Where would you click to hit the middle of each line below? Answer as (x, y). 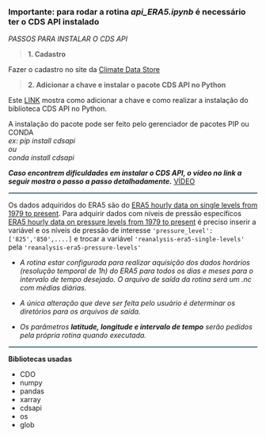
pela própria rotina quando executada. (83, 336)
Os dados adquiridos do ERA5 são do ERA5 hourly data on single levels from (133, 205)
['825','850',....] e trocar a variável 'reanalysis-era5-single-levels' (127, 239)
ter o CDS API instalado (54, 21)
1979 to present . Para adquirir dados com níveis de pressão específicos (125, 214)
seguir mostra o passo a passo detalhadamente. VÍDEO (102, 181)
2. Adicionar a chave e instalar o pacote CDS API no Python (127, 85)
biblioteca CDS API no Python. (57, 108)
